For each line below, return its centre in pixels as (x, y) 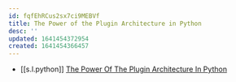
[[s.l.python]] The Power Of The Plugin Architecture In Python (124, 69)
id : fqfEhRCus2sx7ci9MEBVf (54, 16)
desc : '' (23, 31)
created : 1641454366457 (49, 46)
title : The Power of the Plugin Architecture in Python (105, 24)
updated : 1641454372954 (49, 39)
